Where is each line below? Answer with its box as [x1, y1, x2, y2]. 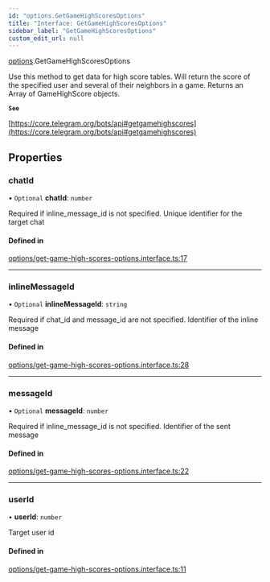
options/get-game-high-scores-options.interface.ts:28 [8, 360, 190, 369]
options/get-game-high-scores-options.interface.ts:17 [8, 254, 187, 263]
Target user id [8, 528, 55, 538]
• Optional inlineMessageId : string [8, 299, 128, 309]
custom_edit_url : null [8, 34, 84, 43]
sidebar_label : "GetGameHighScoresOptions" [8, 27, 157, 35]
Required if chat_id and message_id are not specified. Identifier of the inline [8, 315, 259, 324]
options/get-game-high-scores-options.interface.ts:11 [8, 564, 186, 574]
